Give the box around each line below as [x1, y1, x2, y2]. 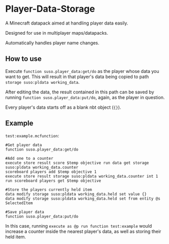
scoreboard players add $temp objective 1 [5, 169, 97, 174]
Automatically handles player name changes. [5, 39, 100, 46]
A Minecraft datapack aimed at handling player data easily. [5, 20, 128, 26]
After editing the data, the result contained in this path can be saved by [5, 89, 154, 95]
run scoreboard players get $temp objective [5, 178, 101, 183]
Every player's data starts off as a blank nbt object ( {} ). [5, 104, 121, 110]
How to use [5, 55, 42, 63]
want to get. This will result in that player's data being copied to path [5, 74, 149, 80]
